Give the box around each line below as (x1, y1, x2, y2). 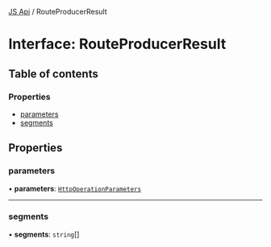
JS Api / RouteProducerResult (8, 7, 107, 16)
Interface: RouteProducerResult (8, 35, 227, 53)
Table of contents (8, 67, 98, 80)
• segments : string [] (8, 229, 80, 239)
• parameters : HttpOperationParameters (8, 183, 142, 193)
